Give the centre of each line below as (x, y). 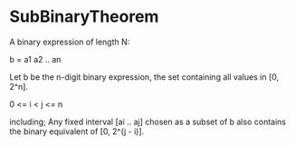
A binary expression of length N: (70, 42)
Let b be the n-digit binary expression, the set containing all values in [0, (144, 77)
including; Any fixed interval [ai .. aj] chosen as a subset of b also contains (148, 122)
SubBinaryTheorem (84, 17)
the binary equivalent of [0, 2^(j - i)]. (77, 131)
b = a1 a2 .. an (35, 59)
